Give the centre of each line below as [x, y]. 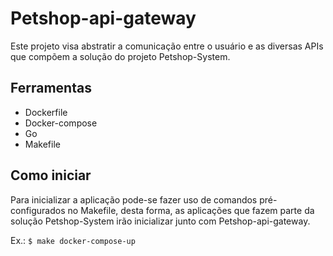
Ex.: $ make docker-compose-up [73, 240]
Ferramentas [51, 88]
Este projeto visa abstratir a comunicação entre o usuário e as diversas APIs [167, 46]
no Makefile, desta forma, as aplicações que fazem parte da [191, 210]
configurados [38, 210]
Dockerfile [46, 112]
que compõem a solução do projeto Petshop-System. [120, 56]
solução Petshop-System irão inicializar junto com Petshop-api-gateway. [160, 221]
